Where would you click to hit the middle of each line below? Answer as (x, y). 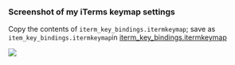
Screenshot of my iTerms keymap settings (92, 12)
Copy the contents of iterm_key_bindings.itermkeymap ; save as (112, 29)
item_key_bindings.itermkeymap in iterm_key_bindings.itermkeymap (117, 37)
